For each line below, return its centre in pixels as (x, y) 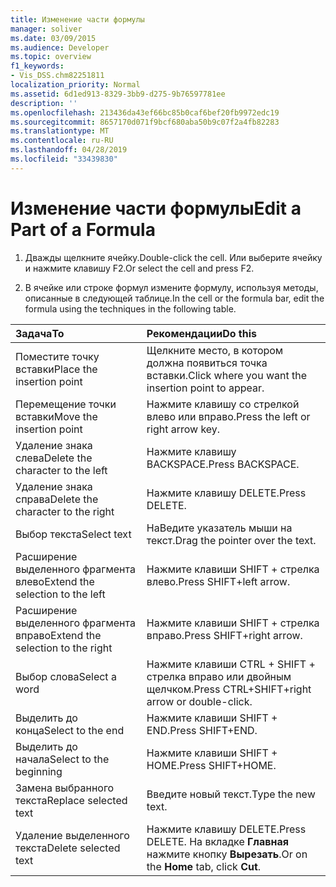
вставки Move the (56, 416)
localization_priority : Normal (75, 85)
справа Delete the (57, 499)
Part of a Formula (83, 229)
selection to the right (64, 648)
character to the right (65, 511)
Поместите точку (57, 356)
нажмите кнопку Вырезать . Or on (227, 854)
